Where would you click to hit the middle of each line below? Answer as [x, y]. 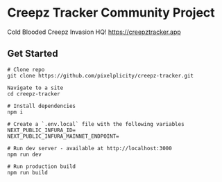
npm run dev [24, 154]
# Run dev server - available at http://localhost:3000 [89, 148]
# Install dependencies [42, 106]
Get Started [33, 54]
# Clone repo [26, 70]
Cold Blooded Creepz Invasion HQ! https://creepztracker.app [94, 32]
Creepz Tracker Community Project [111, 13]
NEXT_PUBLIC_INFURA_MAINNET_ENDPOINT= [63, 136]
